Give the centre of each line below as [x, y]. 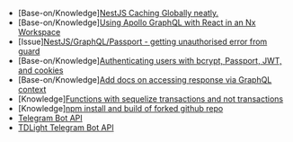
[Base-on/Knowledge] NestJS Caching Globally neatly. [118, 13]
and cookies [40, 70]
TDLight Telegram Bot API [66, 128]
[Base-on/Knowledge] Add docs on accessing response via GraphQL [145, 80]
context [32, 89]
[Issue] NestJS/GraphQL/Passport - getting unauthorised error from [142, 41]
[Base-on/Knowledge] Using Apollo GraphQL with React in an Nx [137, 22]
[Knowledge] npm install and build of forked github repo [120, 108]
